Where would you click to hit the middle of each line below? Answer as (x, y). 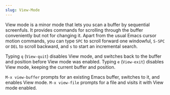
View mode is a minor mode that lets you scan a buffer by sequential (78, 25)
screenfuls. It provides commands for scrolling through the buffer (74, 30)
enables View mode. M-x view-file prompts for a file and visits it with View (84, 82)
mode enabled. (21, 88)
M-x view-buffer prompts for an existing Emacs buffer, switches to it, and (82, 77)
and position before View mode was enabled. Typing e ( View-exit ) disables (84, 61)
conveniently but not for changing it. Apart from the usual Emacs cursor (81, 35)
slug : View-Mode (23, 10)
